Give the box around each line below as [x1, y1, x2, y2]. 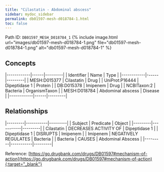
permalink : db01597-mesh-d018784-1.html [5, 16, 90, 21]
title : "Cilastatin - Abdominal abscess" [5, 7, 92, 12]
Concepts [5, 59, 36, 67]
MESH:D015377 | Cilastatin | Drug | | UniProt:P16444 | [29, 77, 139, 84]
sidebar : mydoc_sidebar [5, 12, 54, 17]
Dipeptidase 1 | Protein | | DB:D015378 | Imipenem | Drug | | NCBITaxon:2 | [5, 83, 156, 88]
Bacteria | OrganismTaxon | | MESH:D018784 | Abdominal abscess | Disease [5, 88, 160, 94]
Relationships [5, 107, 48, 115]
